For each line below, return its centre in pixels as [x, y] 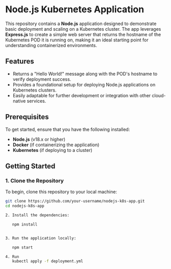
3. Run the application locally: [41, 238]
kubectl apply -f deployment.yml [47, 261]
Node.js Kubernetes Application [75, 9]
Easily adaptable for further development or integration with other [82, 95]
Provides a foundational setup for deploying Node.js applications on [84, 84]
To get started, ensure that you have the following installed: [68, 129]
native [19, 101]
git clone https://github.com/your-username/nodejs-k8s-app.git [75, 201]
